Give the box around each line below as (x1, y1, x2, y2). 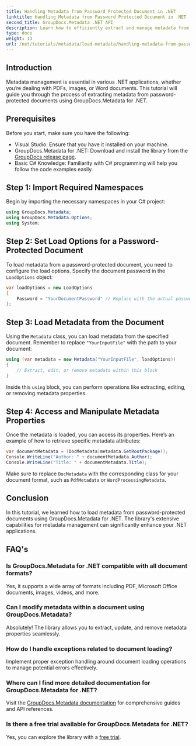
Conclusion (6, 493, 49, 503)
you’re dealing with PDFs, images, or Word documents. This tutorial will (6, 84, 177, 91)
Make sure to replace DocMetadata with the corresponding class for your (6, 470, 179, 477)
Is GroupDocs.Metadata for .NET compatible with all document (6, 562, 188, 570)
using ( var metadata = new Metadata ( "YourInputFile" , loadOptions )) (6, 357, 176, 362)
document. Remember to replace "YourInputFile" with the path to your (6, 339, 177, 346)
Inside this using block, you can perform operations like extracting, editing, (6, 384, 186, 391)
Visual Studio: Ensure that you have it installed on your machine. (14, 141, 169, 148)
